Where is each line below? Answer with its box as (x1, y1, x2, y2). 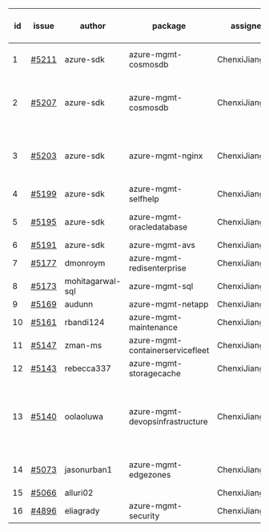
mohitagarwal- (64, 276, 122, 286)
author (79, 20, 106, 31)
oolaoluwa (64, 411, 104, 422)
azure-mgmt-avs (128, 240, 196, 250)
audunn (64, 298, 94, 310)
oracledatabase (128, 221, 188, 232)
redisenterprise (128, 262, 187, 274)
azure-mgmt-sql (128, 281, 194, 291)
